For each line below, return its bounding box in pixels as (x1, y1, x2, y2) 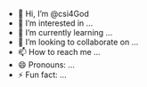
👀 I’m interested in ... (17, 18, 94, 28)
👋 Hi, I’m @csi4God (17, 9, 89, 19)
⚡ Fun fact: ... (17, 69, 67, 80)
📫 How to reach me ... (17, 47, 101, 57)
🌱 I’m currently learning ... (17, 28, 113, 37)
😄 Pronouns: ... (17, 59, 76, 70)
